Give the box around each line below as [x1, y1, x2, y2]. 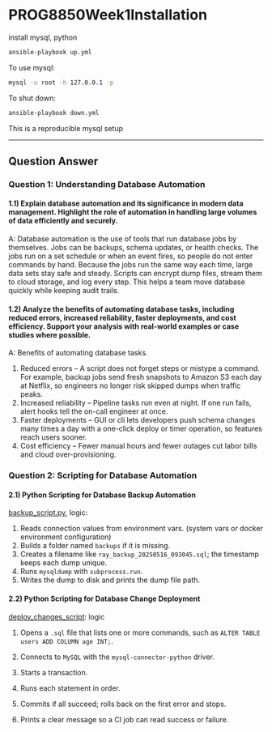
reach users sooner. [19, 432, 87, 442]
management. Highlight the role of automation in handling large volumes [8, 207, 257, 217]
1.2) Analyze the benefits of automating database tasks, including [8, 304, 235, 313]
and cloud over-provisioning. [19, 449, 117, 459]
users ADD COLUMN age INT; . [19, 636, 113, 645]
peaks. [19, 389, 43, 399]
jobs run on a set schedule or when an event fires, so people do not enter [8, 251, 253, 261]
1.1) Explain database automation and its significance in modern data [8, 198, 244, 208]
